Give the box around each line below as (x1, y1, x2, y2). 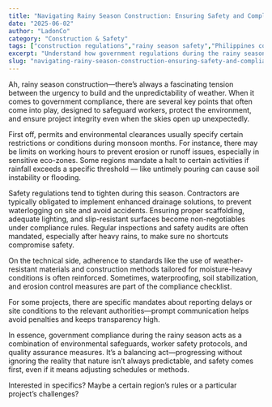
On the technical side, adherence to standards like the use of (8, 255, 212, 265)
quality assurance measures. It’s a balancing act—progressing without (8, 347, 243, 357)
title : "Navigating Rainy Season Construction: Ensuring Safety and (8, 11, 244, 20)
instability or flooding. (8, 172, 81, 182)
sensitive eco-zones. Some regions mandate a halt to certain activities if (8, 155, 249, 165)
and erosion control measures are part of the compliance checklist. (8, 281, 232, 291)
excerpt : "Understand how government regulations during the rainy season (8, 49, 266, 58)
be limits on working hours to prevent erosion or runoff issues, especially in (8, 147, 260, 156)
